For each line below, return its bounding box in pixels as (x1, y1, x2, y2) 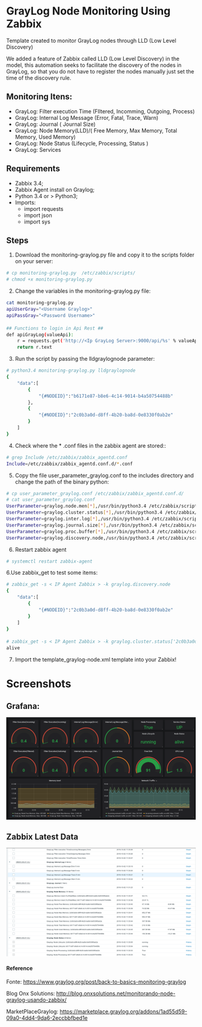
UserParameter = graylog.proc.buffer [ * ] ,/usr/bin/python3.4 (6, 528, 155, 534)
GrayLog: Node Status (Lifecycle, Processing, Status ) (14, 140, 148, 147)
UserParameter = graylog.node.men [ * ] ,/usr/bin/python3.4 (6, 503, 147, 510)
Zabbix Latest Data (6, 831, 79, 841)
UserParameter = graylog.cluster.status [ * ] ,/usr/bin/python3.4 (6, 510, 163, 516)
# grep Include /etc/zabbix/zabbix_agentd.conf (6, 454, 128, 460)
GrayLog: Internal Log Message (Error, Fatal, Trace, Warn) (14, 114, 159, 121)
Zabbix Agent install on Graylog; (14, 186, 95, 193)
